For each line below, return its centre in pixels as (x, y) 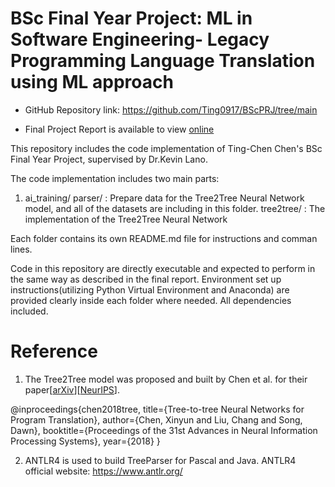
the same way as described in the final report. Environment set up (146, 279)
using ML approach (92, 82)
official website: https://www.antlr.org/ (103, 471)
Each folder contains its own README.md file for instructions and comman (164, 238)
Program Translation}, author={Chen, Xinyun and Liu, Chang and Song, (156, 419)
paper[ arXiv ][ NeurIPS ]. (72, 389)
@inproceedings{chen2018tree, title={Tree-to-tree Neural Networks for (157, 409)
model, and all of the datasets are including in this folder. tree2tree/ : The (175, 208)
